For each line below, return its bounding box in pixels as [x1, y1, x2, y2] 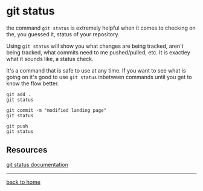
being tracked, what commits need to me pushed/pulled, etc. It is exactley [6, 48, 190, 56]
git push [6, 123, 28, 129]
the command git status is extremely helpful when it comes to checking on [6, 24, 196, 31]
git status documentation [6, 161, 68, 168]
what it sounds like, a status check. [6, 55, 94, 62]
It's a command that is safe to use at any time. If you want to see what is [6, 66, 186, 74]
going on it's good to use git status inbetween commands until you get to [6, 73, 192, 80]
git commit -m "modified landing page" [6, 107, 107, 113]
